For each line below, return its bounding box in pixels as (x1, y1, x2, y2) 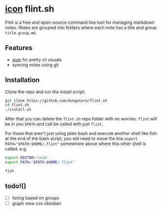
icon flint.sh (5, 3, 54, 15)
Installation (5, 76, 40, 84)
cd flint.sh (5, 103, 29, 108)
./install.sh (5, 107, 32, 112)
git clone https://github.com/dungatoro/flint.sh (5, 98, 108, 103)
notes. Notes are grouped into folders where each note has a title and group (5, 24, 157, 30)
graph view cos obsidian (12, 200, 62, 206)
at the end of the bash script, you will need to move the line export (5, 136, 138, 142)
